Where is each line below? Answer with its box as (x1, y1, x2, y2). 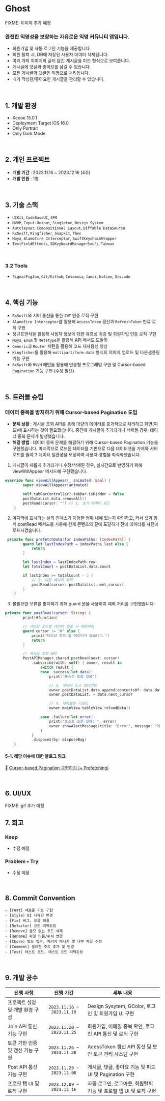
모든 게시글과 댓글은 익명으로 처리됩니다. (12, 70, 90, 76)
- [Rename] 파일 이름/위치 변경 (5, 934, 63, 939)
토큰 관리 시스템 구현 (93, 1050, 138, 1057)
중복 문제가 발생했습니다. (17, 433, 65, 439)
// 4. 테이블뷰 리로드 (49, 701, 88, 706)
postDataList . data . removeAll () (23, 496, 87, 502)
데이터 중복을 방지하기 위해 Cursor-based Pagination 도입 (5, 409, 137, 416)
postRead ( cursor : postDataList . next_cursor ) (31, 582, 124, 587)
